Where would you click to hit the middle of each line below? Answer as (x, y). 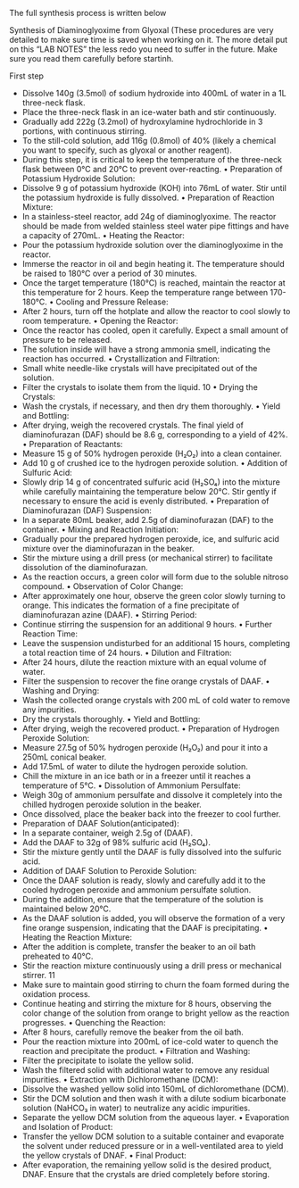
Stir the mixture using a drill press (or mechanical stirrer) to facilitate (148, 558)
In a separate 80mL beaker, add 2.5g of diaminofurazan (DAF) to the (148, 520)
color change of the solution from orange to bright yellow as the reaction (156, 1013)
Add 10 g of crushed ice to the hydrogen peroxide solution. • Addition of (155, 463)
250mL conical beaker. (64, 757)
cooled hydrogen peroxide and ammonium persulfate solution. (137, 890)
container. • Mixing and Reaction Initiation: (100, 529)
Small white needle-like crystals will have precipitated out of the (140, 368)
